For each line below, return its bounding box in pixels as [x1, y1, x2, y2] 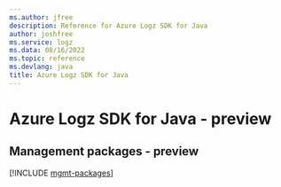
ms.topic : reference [9, 54, 86, 63]
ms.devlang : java [9, 63, 74, 72]
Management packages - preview [9, 144, 199, 160]
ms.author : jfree [9, 12, 74, 22]
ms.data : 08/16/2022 [9, 46, 86, 55]
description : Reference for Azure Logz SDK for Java [9, 21, 208, 30]
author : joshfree [9, 29, 74, 38]
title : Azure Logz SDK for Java [9, 71, 129, 80]
